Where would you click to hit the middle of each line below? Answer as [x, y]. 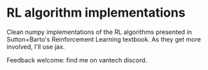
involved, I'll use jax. [36, 46]
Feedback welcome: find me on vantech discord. [77, 60]
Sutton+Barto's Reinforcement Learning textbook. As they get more [104, 39]
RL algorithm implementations [96, 13]
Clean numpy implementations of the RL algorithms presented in [99, 32]
